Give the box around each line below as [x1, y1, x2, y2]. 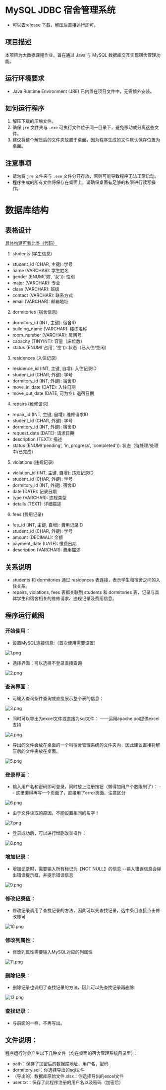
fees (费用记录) [12, 511, 44, 517]
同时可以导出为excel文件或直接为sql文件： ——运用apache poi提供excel [12, 716, 160, 722]
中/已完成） [12, 449, 36, 455]
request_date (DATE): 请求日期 [12, 430, 75, 436]
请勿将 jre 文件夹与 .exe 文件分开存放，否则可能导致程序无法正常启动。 [12, 173, 159, 179]
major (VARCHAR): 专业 [12, 280, 60, 286]
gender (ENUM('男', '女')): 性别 [12, 274, 75, 280]
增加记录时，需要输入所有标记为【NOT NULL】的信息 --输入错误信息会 [12, 866, 157, 872]
